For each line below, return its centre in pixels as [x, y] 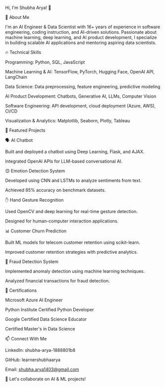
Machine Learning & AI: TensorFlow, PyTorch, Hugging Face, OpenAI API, [80, 72]
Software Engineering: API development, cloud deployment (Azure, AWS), [81, 106]
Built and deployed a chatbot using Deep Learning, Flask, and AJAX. [75, 152]
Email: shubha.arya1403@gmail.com [42, 369]
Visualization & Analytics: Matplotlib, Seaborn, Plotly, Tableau [68, 121]
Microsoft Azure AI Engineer [34, 300]
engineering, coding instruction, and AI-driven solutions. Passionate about [81, 32]
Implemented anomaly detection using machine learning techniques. [75, 271]
